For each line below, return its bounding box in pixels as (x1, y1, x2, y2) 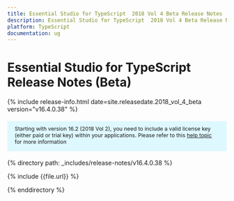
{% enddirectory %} (7, 186, 65, 194)
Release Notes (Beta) (7, 75, 132, 91)
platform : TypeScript (7, 23, 70, 30)
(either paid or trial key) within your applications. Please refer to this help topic (15, 131, 212, 139)
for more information (15, 137, 67, 145)
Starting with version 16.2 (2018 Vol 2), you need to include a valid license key (15, 125, 211, 133)
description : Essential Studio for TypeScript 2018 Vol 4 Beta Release (7, 17, 223, 24)
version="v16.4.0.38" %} (7, 105, 78, 114)
